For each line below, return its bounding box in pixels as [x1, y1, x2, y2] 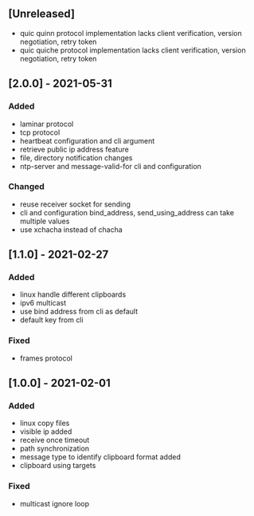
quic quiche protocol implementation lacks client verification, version [19, 45, 246, 55]
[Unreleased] [8, 7, 76, 21]
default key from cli [19, 315, 84, 325]
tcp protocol [19, 128, 61, 137]
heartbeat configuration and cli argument [19, 136, 155, 145]
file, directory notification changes [19, 152, 133, 163]
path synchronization [19, 443, 90, 454]
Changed [8, 181, 45, 192]
